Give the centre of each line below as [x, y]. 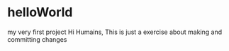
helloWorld [40, 12]
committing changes [37, 39]
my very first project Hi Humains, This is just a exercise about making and [115, 32]
